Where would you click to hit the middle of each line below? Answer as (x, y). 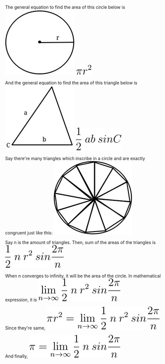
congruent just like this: (29, 233)
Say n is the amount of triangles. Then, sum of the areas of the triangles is (81, 242)
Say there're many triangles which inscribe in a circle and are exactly (75, 158)
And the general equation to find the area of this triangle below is (71, 83)
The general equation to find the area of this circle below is (65, 7)
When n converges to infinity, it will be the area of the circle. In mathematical (83, 276)
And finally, (17, 356)
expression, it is (21, 300)
